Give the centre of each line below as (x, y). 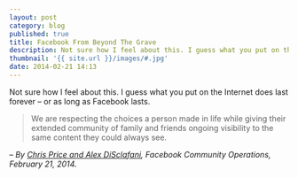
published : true (39, 34)
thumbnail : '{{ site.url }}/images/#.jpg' (89, 58)
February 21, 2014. (43, 164)
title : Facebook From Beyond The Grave (83, 42)
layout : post (33, 17)
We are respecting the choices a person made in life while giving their (158, 118)
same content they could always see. (98, 137)
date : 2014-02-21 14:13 (53, 67)
